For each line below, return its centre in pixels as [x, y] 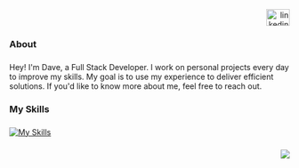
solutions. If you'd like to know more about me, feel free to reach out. [136, 86]
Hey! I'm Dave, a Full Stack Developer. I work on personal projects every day [149, 67]
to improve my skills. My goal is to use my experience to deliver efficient [141, 76]
